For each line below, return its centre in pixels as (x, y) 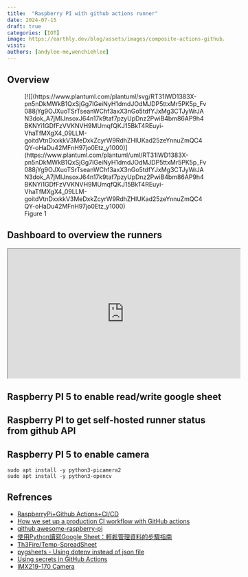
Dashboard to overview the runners (85, 235)
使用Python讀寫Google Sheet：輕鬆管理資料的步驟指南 (94, 536)
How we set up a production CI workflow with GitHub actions (103, 521)
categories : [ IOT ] (33, 33)
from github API (42, 431)
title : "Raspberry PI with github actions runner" (82, 13)
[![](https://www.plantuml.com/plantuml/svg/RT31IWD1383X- (111, 96)
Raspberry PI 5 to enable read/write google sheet (114, 397)
